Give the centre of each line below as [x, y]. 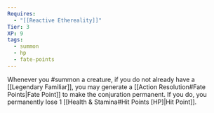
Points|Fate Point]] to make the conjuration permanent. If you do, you [107, 94]
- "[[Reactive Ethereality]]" [58, 20]
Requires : [22, 14]
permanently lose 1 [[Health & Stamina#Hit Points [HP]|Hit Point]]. [102, 102]
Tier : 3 [19, 27]
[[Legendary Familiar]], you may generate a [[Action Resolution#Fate [106, 87]
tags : [15, 40]
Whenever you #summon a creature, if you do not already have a [101, 79]
